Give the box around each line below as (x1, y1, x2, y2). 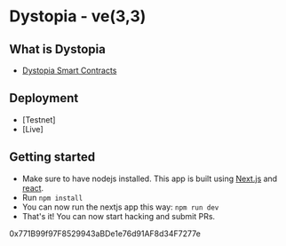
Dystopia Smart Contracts (21, 65, 117, 75)
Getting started (9, 149, 96, 165)
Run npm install (21, 192, 83, 202)
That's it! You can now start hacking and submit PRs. (21, 210, 216, 221)
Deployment (9, 91, 79, 106)
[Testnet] (21, 114, 56, 125)
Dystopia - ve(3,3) (9, 6, 147, 27)
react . (21, 182, 44, 193)
